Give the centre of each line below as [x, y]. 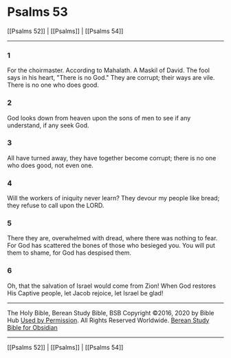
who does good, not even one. [51, 165]
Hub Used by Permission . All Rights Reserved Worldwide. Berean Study [108, 320]
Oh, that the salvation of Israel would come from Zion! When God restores [112, 286]
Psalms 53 [38, 12]
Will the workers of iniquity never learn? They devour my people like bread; [113, 198]
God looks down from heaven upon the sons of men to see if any [99, 118]
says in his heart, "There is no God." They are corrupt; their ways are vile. [111, 78]
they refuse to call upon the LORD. [56, 206]
